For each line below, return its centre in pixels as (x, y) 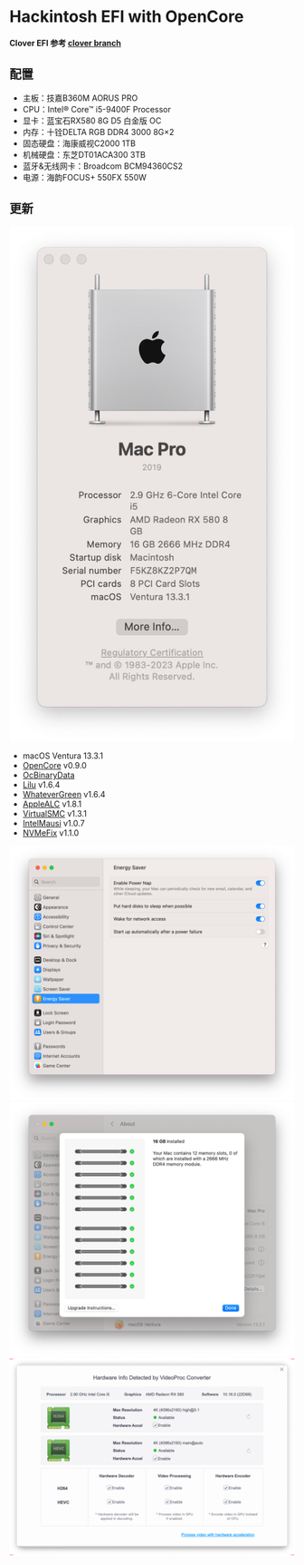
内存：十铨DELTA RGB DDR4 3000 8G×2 (98, 132)
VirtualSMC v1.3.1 (55, 814)
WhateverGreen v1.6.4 (64, 795)
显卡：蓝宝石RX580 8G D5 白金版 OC (92, 121)
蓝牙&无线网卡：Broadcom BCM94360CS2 (103, 166)
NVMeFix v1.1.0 (51, 833)
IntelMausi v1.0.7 (53, 824)
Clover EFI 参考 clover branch (66, 43)
